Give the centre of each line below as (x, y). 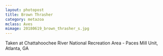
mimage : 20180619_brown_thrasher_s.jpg (47, 29)
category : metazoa (25, 19)
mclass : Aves (19, 24)
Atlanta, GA (17, 48)
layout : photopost (25, 10)
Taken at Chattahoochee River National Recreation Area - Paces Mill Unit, (82, 43)
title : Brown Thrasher (29, 15)
